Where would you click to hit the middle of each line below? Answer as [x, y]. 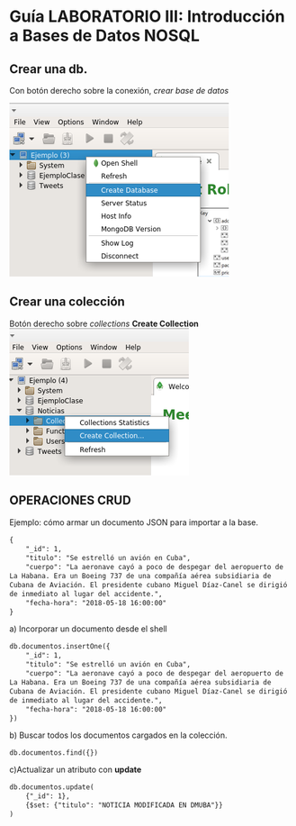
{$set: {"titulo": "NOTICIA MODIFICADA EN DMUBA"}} [124, 805]
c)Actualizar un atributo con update [76, 769]
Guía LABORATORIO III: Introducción [147, 17]
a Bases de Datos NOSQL [105, 36]
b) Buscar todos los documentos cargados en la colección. [118, 735]
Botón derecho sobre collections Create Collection [104, 323]
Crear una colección [67, 302]
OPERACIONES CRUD [71, 500]
